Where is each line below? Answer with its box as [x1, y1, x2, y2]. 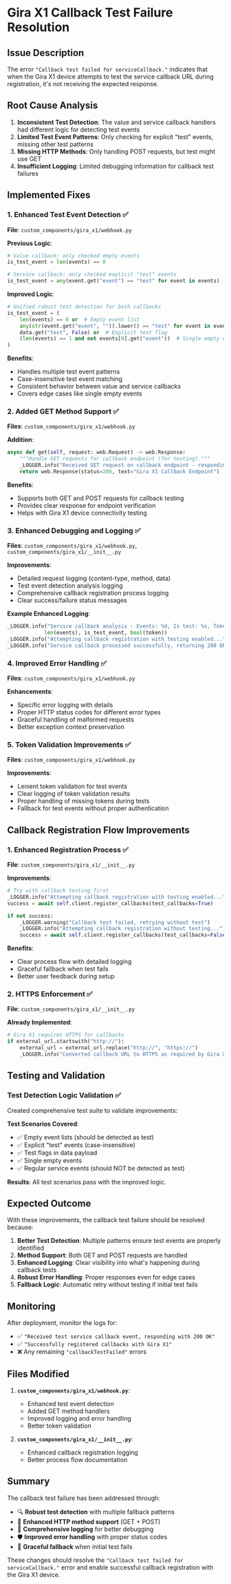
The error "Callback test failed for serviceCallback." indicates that [7, 65, 208, 73]
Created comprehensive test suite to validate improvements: [7, 1106, 178, 1114]
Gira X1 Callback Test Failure [7, 5, 173, 21]
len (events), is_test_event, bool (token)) [43, 629, 168, 637]
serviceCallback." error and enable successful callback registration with [7, 1563, 214, 1572]
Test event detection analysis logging [16, 582, 123, 590]
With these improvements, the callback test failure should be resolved [7, 1216, 205, 1224]
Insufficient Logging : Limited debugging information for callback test [16, 162, 214, 170]
